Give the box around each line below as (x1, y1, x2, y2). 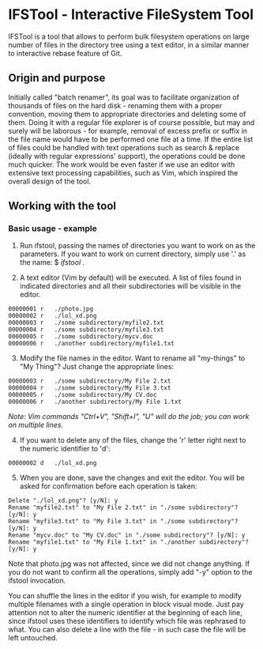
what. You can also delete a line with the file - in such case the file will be (8, 624, 246, 634)
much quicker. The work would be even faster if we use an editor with (8, 160, 235, 169)
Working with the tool (8, 199, 117, 213)
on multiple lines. (8, 421, 64, 430)
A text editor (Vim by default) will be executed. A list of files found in (19, 273, 242, 282)
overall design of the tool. (8, 176, 92, 186)
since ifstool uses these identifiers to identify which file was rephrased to (8, 617, 246, 626)
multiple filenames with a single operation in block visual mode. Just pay (8, 599, 245, 609)
